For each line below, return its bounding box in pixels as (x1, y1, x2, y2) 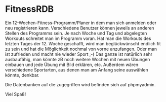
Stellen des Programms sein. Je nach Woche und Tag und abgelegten (5, 30, 147, 36)
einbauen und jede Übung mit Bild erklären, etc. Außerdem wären (5, 62, 139, 68)
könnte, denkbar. (5, 72, 40, 78)
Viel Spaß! (5, 91, 26, 97)
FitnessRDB (5, 3, 54, 15)
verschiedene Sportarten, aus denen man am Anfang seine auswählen (5, 67, 148, 72)
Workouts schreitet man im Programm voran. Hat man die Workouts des (5, 35, 152, 41)
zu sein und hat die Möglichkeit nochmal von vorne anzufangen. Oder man (5, 46, 157, 52)
